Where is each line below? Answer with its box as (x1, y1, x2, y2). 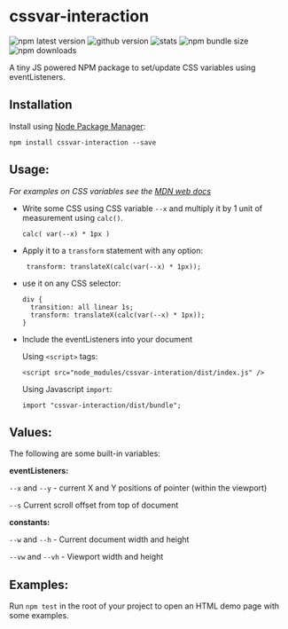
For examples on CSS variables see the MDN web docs (9, 185, 211, 196)
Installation (9, 98, 73, 113)
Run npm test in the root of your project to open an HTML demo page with (9, 601, 280, 611)
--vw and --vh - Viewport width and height (9, 552, 164, 562)
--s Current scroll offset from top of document (9, 499, 179, 511)
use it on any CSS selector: (21, 278, 121, 288)
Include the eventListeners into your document (21, 334, 193, 344)
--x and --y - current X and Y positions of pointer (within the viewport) (9, 483, 268, 493)
